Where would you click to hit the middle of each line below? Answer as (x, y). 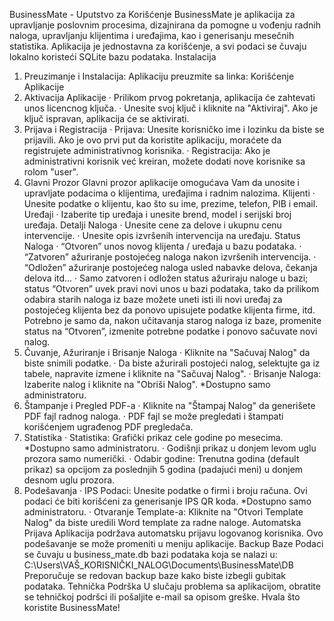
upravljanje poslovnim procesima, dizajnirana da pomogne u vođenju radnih (165, 25)
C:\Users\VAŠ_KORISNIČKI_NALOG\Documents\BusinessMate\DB (158, 565)
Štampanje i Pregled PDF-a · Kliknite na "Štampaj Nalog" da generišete (169, 405)
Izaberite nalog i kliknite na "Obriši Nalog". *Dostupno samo (147, 384)
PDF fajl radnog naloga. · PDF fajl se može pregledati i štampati (153, 416)
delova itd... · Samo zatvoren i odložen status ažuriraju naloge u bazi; (166, 278)
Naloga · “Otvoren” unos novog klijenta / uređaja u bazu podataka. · (162, 246)
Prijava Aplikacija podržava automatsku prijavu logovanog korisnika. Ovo (173, 533)
